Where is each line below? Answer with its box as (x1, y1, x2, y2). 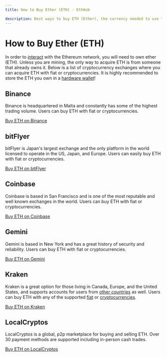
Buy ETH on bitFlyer (5, 166, 46, 172)
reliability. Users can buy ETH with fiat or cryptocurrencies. (5, 246, 127, 252)
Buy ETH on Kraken (5, 304, 45, 310)
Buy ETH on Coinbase (5, 213, 51, 219)
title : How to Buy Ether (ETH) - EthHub (5, 7, 90, 12)
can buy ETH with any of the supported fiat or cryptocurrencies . (5, 294, 137, 300)
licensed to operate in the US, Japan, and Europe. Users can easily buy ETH (5, 151, 161, 157)
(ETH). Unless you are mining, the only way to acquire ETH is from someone (5, 59, 161, 65)
